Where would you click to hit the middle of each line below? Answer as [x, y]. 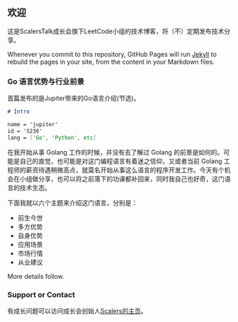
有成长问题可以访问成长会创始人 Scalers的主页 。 [77, 311]
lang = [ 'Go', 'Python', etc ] [52, 138]
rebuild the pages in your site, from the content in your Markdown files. [111, 62]
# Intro [19, 112]
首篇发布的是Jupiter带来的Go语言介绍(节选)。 [74, 99]
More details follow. [36, 276]
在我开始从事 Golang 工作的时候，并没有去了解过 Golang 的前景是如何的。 [115, 152]
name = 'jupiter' [33, 124]
